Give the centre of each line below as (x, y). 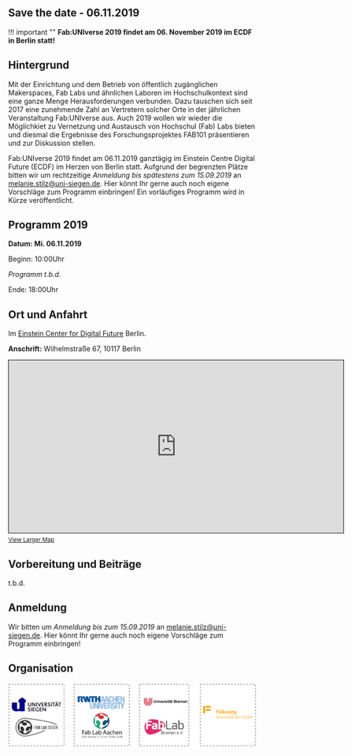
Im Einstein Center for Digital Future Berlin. (77, 334)
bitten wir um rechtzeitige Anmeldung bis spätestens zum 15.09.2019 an (125, 175)
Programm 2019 (48, 225)
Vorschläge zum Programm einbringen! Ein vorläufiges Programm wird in (126, 192)
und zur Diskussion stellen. (52, 143)
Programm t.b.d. (35, 275)
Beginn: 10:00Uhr (37, 259)
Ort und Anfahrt (48, 314)
